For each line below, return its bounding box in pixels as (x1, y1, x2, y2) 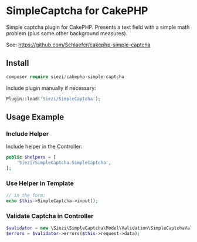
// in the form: (6, 193, 46, 199)
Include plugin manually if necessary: (6, 84, 97, 92)
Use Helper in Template (6, 179, 74, 187)
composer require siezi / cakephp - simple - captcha (6, 73, 125, 80)
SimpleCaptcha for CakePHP (6, 4, 148, 18)
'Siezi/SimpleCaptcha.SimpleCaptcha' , (16, 160, 111, 166)
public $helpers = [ (6, 154, 57, 160)
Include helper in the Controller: (6, 143, 83, 150)
